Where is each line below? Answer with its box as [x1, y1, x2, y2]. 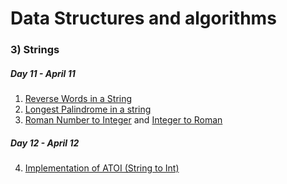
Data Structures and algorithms [10, 7, 277, 30]
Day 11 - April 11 [10, 67, 76, 79]
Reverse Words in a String [24, 93, 133, 105]
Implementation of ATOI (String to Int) [24, 162, 180, 174]
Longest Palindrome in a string [24, 103, 152, 116]
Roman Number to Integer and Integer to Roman [24, 114, 223, 126]
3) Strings [10, 43, 60, 57]
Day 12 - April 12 [10, 137, 80, 149]
